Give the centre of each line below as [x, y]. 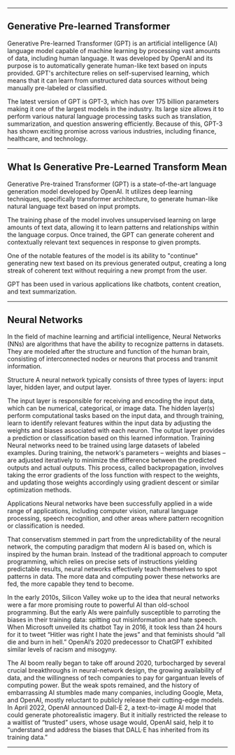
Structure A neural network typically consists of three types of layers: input [115, 380]
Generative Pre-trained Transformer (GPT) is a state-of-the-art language [112, 184]
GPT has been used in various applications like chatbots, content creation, [114, 284]
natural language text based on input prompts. [74, 206]
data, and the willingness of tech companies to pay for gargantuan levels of [116, 678]
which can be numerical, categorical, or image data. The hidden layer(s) [111, 408]
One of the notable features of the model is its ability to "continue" [103, 255]
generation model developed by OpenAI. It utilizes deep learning [100, 191]
